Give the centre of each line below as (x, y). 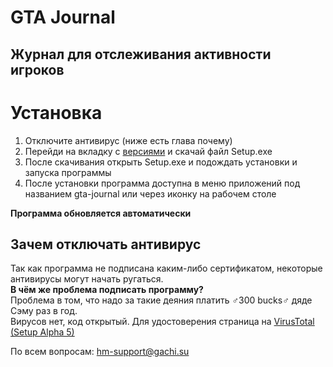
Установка (56, 112)
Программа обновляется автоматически (101, 213)
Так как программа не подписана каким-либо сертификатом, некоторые (166, 268)
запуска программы (68, 172)
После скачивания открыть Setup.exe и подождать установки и (161, 162)
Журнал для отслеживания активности (141, 54)
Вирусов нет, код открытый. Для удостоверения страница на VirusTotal (162, 322)
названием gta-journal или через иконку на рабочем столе (150, 193)
